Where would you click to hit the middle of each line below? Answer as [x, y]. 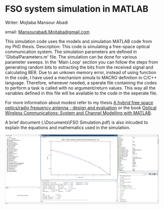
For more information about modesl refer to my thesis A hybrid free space [79, 102]
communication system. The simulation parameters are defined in [71, 52]
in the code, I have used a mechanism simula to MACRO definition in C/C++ [81, 77]
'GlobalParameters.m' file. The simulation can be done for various [71, 57]
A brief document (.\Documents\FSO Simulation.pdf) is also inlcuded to [76, 122]
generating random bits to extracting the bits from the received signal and [79, 67]
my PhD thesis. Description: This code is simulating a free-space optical [78, 46]
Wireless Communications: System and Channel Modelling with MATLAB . [79, 113]
